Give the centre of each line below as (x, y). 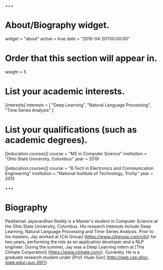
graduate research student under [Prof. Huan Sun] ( (57, 257)
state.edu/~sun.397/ (25, 262)
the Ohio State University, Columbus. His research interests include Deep (78, 226)
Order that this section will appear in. (81, 58)
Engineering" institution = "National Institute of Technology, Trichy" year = (79, 173)
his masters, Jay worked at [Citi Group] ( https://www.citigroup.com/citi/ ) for (81, 236)
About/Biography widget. (57, 25)
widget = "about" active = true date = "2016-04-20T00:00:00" (67, 38)
